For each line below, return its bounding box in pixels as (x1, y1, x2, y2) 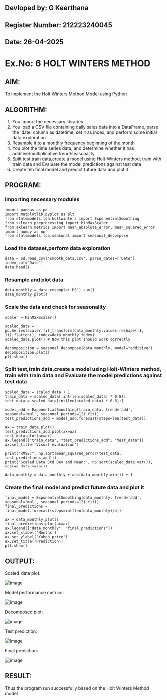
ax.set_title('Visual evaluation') (5, 442, 79, 447)
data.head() (5, 264, 30, 270)
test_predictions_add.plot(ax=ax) (5, 429, 77, 434)
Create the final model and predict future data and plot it (5, 484, 144, 491)
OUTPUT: (5, 557, 35, 565)
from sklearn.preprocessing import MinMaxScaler (5, 220, 108, 225)
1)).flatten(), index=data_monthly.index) (5, 332, 95, 337)
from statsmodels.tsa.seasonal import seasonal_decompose (5, 233, 128, 238)
